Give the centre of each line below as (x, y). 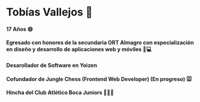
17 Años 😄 (19, 29)
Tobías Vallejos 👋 (49, 12)
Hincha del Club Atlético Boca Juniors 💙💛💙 (60, 92)
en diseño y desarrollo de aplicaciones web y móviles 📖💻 (79, 50)
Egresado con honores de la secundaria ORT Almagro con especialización (100, 43)
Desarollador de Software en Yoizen (52, 65)
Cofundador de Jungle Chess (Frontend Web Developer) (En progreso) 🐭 (99, 79)
